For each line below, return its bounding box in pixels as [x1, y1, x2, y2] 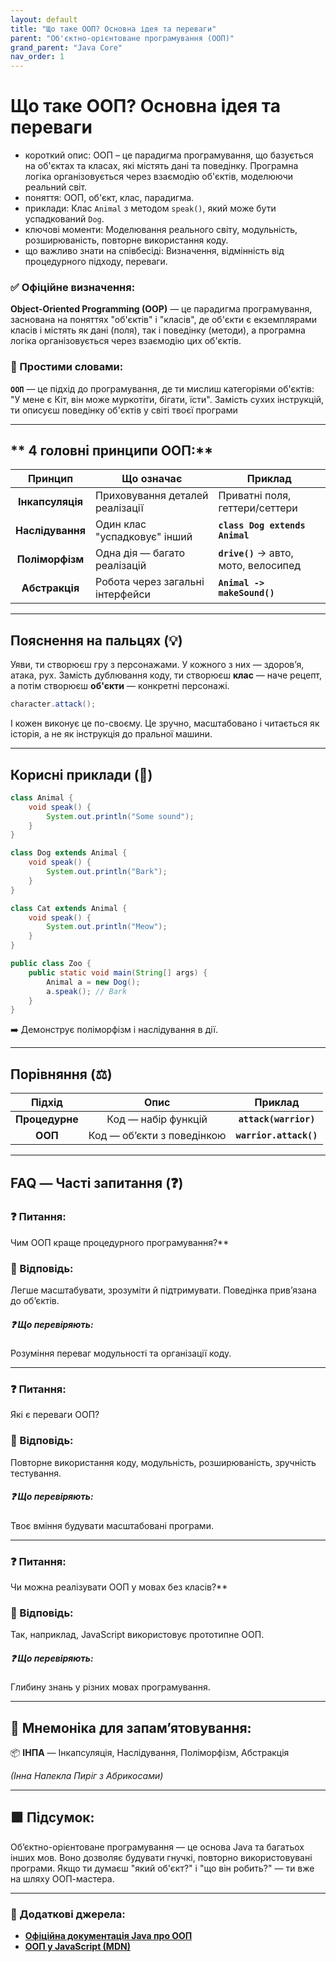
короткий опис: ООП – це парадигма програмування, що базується [24, 149, 314, 161]
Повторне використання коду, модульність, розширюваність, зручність [10, 1456, 317, 1468]
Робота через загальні [95, 575, 205, 589]
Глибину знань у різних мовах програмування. [10, 1681, 211, 1693]
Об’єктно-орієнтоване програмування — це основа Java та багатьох [10, 1841, 305, 1853]
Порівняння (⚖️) [10, 1066, 113, 1083]
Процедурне [15, 1112, 79, 1126]
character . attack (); [10, 699, 97, 710]
